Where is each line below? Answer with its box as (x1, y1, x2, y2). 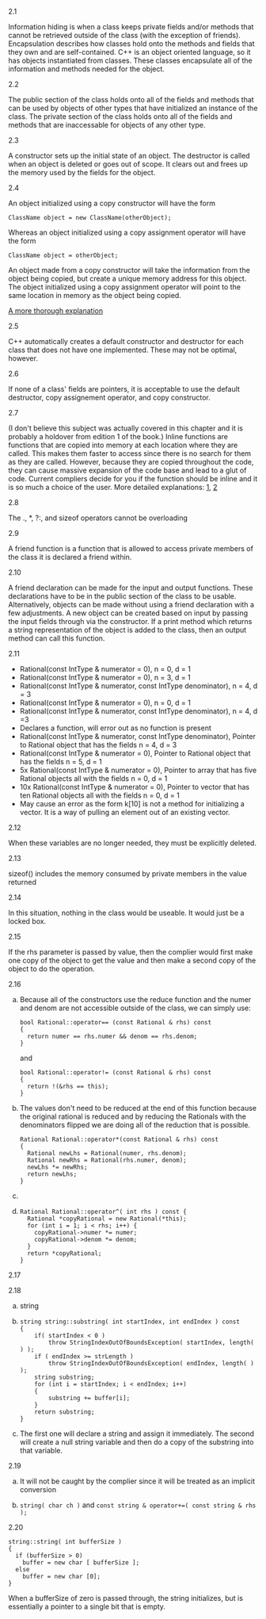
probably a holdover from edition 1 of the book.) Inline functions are (8, 432, 228, 441)
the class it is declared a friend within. (8, 553, 132, 561)
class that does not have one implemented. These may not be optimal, (8, 345, 237, 354)
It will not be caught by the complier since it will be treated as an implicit (19, 1476, 256, 1486)
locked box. (8, 917, 47, 926)
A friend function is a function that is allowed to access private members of (8, 544, 253, 553)
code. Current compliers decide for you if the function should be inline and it (8, 474, 258, 483)
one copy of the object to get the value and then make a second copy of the (8, 955, 256, 965)
